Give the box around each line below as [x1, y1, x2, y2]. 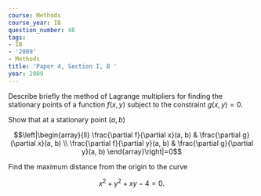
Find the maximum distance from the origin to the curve [8, 162, 188, 171]
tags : [8, 33, 26, 42]
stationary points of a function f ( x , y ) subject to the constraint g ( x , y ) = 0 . [8, 100, 243, 109]
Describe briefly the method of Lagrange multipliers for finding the [8, 91, 223, 100]
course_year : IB [8, 19, 61, 27]
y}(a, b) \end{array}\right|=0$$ [81, 147, 183, 156]
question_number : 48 [8, 26, 76, 34]
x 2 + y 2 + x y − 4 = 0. [98, 177, 165, 188]
